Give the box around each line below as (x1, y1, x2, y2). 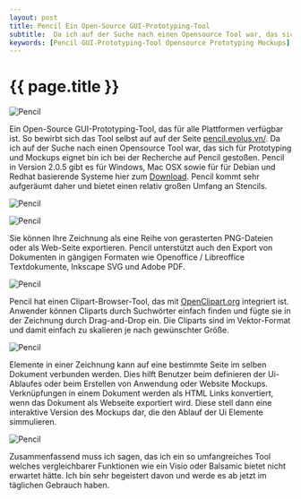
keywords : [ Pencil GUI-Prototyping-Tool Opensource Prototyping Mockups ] (9, 38, 291, 47)
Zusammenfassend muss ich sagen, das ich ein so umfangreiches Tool (9, 452, 271, 462)
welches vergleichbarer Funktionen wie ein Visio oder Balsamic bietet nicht (9, 460, 287, 471)
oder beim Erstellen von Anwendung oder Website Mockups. (44, 378, 269, 390)
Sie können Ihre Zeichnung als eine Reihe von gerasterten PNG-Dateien (9, 233, 273, 244)
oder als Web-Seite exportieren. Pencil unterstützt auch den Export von (9, 243, 273, 254)
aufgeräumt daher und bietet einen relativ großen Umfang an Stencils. (9, 181, 268, 192)
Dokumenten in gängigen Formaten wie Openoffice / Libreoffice (9, 252, 245, 262)
